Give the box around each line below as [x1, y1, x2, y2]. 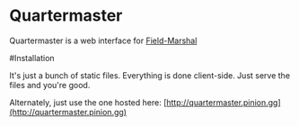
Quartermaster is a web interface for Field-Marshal [9, 35, 198, 46]
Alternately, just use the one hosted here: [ [9, 96, 167, 108]
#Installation [9, 52, 56, 63]
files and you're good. [9, 79, 91, 90]
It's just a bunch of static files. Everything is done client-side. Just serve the [9, 69, 290, 81]
